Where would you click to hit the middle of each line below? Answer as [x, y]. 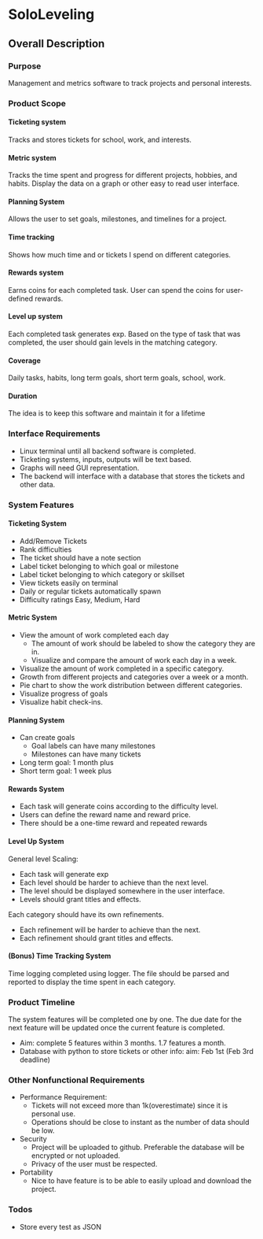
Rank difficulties [46, 549]
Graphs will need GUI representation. [79, 468]
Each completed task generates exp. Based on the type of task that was [124, 334]
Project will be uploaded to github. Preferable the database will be [138, 1148]
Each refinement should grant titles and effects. [97, 938]
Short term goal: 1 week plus [66, 771]
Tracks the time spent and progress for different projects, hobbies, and [123, 176]
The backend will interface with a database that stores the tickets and [132, 476]
